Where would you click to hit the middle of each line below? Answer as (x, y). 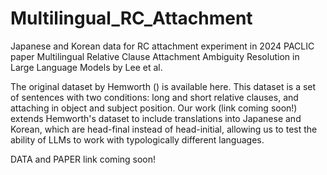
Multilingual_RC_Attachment (131, 18)
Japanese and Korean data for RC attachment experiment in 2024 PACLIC (162, 46)
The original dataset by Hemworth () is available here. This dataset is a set (163, 86)
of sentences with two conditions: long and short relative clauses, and (154, 97)
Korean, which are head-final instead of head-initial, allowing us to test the (164, 129)
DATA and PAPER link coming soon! (83, 159)
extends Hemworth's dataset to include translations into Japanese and (156, 118)
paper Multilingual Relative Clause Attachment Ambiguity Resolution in (155, 56)
